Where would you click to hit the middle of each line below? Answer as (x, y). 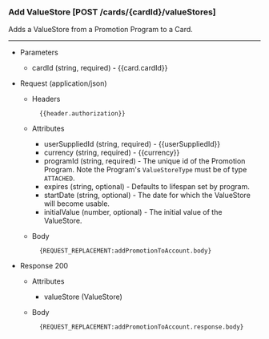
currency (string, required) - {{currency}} (112, 153)
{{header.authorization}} (82, 114)
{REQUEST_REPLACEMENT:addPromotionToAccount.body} (125, 251)
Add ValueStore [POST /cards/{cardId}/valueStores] (112, 12)
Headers (46, 99)
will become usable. (77, 204)
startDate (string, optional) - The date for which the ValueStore (147, 196)
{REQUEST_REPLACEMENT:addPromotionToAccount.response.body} (141, 327)
